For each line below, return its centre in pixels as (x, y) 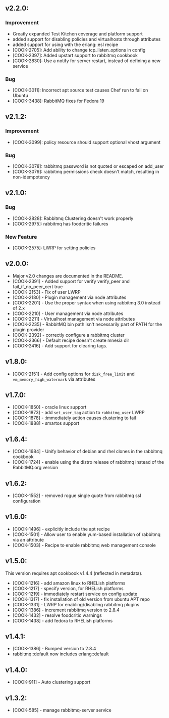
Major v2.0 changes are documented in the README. (68, 276)
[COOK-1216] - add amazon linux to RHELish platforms (69, 583)
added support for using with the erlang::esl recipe (65, 44)
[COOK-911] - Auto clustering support (51, 682)
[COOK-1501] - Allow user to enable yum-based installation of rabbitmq (86, 534)
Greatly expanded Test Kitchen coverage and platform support (77, 34)
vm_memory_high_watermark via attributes (54, 379)
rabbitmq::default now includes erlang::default (61, 654)
